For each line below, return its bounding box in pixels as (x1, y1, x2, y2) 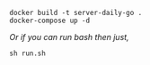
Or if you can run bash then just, (9, 32, 129, 42)
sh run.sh (9, 49, 47, 58)
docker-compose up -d (9, 16, 91, 25)
